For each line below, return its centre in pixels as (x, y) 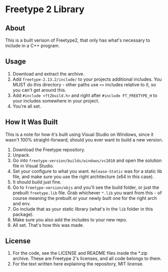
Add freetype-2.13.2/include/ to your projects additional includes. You (87, 79)
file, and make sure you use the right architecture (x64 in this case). (83, 177)
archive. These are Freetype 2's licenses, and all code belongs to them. (87, 259)
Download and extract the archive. (49, 74)
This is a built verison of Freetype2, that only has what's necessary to (78, 40)
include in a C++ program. (33, 46)
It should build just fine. (37, 182)
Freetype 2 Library (45, 9)
